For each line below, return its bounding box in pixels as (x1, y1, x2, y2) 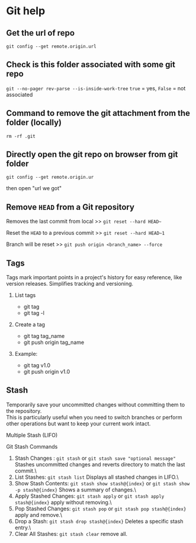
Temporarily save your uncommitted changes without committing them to (6, 401, 185, 408)
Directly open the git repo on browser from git (6, 150, 178, 160)
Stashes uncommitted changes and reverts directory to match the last (14, 460, 185, 468)
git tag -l (23, 310, 44, 317)
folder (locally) (6, 118, 62, 128)
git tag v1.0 (23, 362, 51, 369)
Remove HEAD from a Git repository (6, 202, 135, 212)
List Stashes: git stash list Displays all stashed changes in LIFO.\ (14, 473, 179, 481)
